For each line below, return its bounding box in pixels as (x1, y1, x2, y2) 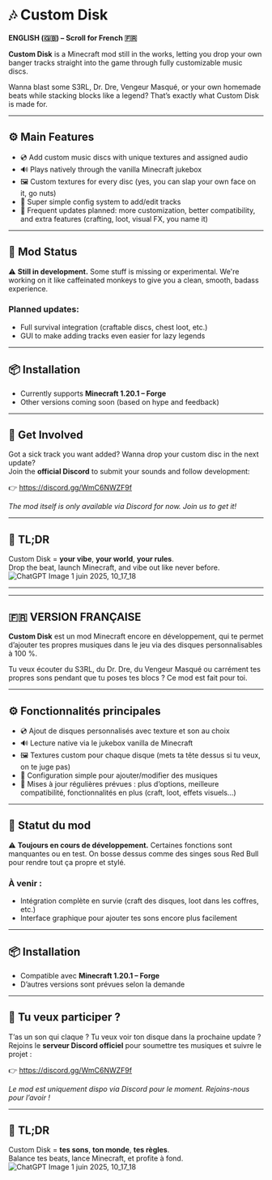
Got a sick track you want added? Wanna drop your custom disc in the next (8, 449, 259, 459)
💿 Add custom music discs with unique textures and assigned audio (19, 152, 249, 162)
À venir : (8, 877, 42, 889)
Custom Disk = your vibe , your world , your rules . (8, 554, 174, 564)
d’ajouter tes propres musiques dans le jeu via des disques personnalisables (8, 640, 263, 650)
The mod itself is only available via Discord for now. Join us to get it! (8, 502, 237, 511)
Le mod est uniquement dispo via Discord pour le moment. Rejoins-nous (8, 1084, 250, 1093)
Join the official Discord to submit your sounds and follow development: (8, 467, 250, 477)
